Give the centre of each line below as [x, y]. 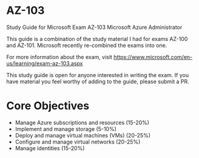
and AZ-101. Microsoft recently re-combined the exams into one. [87, 45]
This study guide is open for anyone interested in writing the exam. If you [98, 75]
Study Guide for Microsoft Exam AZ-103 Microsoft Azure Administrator [94, 27]
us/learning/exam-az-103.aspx [45, 63]
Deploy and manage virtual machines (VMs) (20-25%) [83, 135]
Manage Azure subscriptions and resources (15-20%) [82, 122]
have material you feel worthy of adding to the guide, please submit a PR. [98, 81]
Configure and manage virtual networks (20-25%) [78, 142]
